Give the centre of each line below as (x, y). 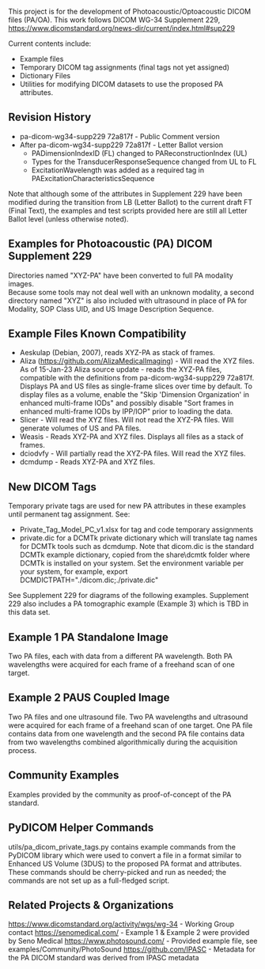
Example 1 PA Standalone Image (88, 637)
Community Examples (64, 776)
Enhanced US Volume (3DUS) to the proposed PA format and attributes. (125, 863)
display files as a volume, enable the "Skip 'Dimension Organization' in (134, 395)
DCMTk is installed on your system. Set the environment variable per (132, 563)
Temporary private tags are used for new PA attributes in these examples (127, 506)
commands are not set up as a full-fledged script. (89, 880)
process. (23, 750)
